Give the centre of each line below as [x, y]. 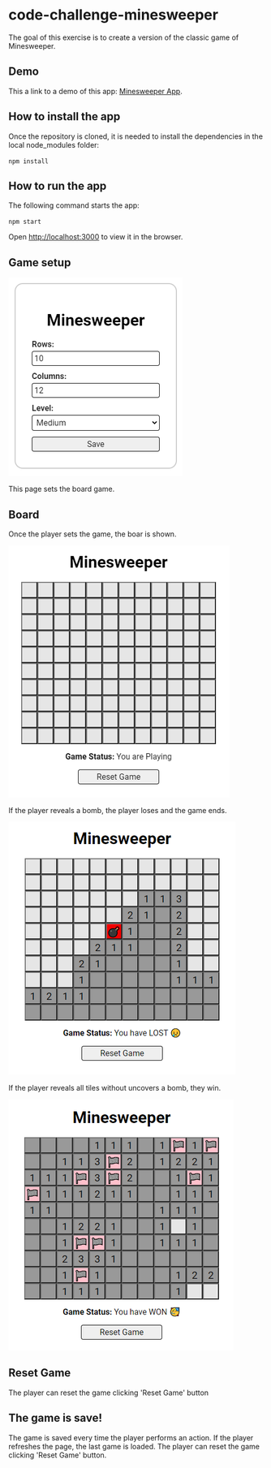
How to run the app [58, 185]
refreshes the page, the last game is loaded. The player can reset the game [134, 1446]
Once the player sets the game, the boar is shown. [92, 534]
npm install [28, 161]
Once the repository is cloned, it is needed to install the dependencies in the [136, 136]
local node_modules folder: [54, 144]
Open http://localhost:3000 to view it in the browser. [96, 237]
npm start [25, 222]
